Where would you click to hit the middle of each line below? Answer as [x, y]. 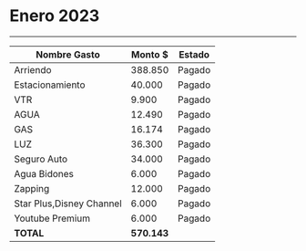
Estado [194, 54]
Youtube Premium [52, 218]
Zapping [32, 188]
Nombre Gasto [68, 54]
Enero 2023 [55, 16]
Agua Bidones [44, 173]
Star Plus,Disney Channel [68, 204]
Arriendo [33, 69]
